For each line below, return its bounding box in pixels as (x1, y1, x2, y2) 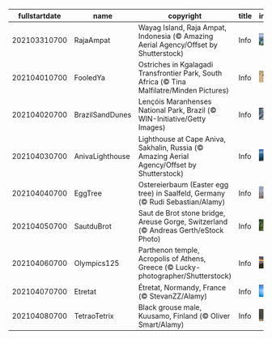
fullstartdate (18, 11, 62, 20)
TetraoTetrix (74, 311, 115, 320)
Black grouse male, (138, 302, 202, 312)
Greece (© (138, 263, 174, 272)
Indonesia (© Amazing (138, 31, 214, 41)
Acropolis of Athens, (138, 254, 206, 264)
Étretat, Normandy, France (138, 282, 227, 292)
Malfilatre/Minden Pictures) (138, 86, 229, 95)
